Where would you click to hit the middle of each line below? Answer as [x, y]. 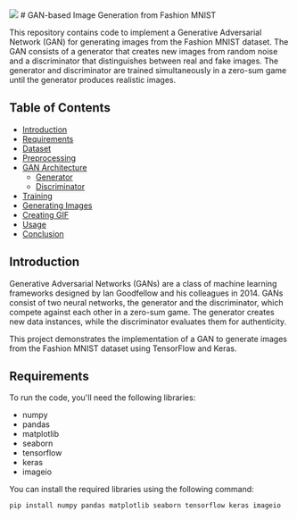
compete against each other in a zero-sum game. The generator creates [142, 312]
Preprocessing [49, 158]
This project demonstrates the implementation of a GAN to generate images [148, 339]
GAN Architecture [54, 167]
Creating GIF [45, 214]
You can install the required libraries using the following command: [132, 490]
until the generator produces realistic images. [93, 80]
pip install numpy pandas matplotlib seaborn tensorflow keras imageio [145, 506]
